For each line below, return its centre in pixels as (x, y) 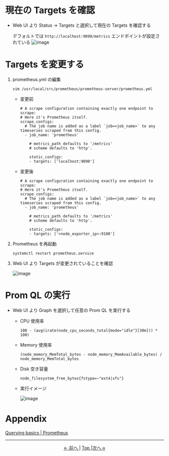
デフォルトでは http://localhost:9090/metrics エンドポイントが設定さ (86, 36)
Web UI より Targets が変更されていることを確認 (63, 263)
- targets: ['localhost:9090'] (62, 161)
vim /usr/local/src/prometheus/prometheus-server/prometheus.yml (82, 89)
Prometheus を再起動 (34, 244)
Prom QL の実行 (38, 296)
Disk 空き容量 (34, 369)
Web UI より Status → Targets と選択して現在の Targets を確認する (81, 25)
